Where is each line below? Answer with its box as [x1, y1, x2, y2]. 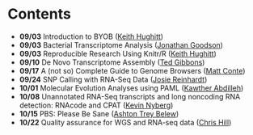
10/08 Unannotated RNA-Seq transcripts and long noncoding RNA [19, 91, 241, 101]
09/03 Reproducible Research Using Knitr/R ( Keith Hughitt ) [19, 49, 217, 58]
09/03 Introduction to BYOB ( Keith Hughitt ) [19, 32, 163, 41]
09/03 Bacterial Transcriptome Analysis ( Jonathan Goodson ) [19, 40, 224, 49]
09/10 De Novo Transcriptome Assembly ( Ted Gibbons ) [19, 57, 205, 67]
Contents [7, 5, 72, 23]
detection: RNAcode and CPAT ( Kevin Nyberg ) [19, 100, 174, 110]
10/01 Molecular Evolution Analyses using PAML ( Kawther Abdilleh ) [19, 82, 244, 93]
